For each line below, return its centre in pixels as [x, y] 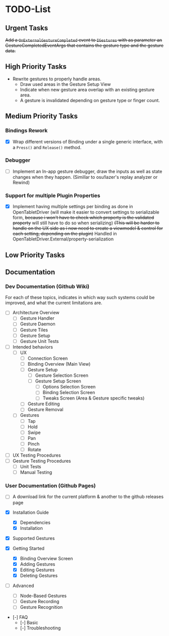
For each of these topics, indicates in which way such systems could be [80, 298]
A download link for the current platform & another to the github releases [88, 497]
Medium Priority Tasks [42, 116]
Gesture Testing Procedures [42, 461]
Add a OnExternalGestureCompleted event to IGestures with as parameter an [84, 40]
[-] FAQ [20, 617]
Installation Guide [31, 512]
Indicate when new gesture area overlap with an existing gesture [87, 89]
